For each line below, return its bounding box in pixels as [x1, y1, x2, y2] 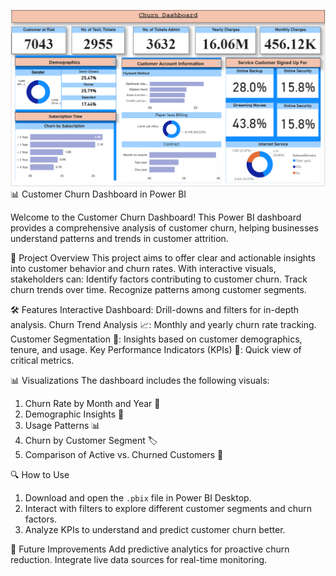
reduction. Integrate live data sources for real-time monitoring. [10, 554, 268, 566]
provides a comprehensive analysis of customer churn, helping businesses [10, 222, 319, 234]
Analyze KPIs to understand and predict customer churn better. [24, 524, 286, 536]
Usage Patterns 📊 [24, 420, 101, 432]
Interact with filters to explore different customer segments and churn [24, 503, 313, 515]
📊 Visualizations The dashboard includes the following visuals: [10, 375, 270, 387]
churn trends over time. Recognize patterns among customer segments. [10, 284, 307, 296]
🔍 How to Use [10, 469, 70, 481]
